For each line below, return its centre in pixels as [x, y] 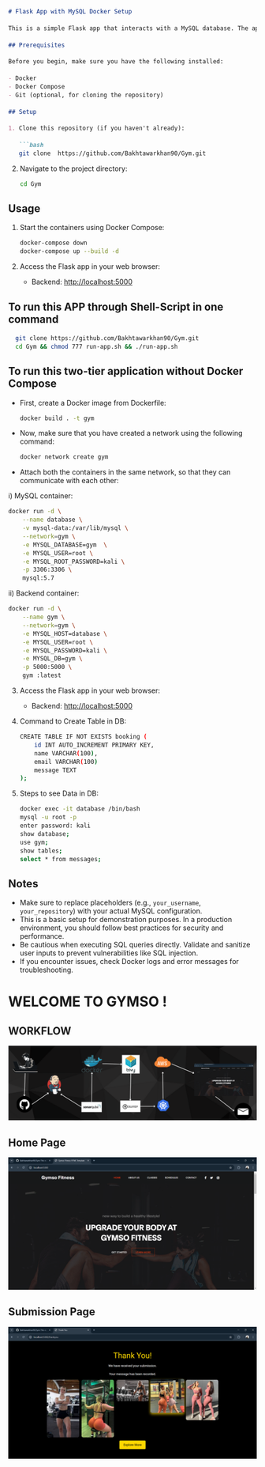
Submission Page [52, 1312]
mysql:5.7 [39, 578]
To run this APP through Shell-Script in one [116, 306]
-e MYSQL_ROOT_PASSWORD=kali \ [74, 561]
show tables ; [41, 851]
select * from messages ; [60, 859]
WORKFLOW [40, 1031]
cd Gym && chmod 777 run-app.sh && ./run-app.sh [97, 346]
